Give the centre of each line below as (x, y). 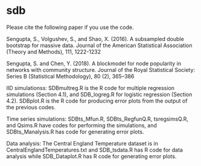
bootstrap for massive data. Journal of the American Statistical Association (99, 45)
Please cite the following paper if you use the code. (70, 27)
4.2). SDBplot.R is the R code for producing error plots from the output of (97, 101)
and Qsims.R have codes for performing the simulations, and (81, 125)
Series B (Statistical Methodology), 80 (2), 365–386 (70, 76)
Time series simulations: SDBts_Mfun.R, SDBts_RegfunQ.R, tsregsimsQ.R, (97, 119)
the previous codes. (31, 107)
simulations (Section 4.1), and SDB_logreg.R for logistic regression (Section (99, 94)
